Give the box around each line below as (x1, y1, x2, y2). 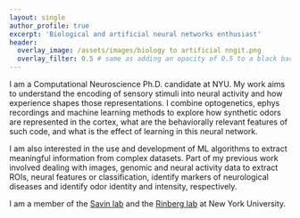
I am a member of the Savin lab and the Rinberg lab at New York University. (9, 198, 287, 209)
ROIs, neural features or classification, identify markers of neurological (9, 172, 270, 182)
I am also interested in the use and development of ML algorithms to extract (9, 143, 287, 154)
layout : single (9, 12, 66, 22)
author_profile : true (9, 21, 90, 30)
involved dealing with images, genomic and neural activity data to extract (9, 162, 279, 173)
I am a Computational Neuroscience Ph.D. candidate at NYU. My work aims (9, 79, 286, 89)
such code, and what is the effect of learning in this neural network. (9, 126, 259, 136)
